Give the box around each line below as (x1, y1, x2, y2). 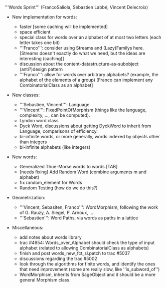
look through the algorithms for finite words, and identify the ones (19, 261, 156, 267)
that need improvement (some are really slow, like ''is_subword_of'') (19, 266, 160, 272)
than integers (19, 139, 47, 145)
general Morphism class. (19, 277, 71, 282)
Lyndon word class (19, 118, 59, 123)
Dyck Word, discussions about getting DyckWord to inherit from (19, 123, 151, 129)
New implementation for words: (12, 14, 77, 20)
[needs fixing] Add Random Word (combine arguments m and (19, 169, 146, 175)
